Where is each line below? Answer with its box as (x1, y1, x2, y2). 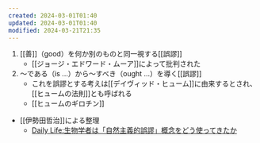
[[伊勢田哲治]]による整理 (19, 116, 100, 126)
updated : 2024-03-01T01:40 (8, 19, 97, 27)
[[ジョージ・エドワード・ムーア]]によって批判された (31, 59, 201, 68)
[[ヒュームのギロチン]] (31, 99, 105, 108)
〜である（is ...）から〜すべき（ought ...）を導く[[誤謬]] (19, 69, 202, 79)
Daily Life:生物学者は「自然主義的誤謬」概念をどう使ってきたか (31, 126, 238, 135)
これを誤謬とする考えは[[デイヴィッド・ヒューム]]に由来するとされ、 (31, 79, 258, 88)
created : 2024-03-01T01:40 (8, 11, 97, 20)
